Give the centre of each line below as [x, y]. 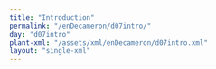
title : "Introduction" [52, 17]
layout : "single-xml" [50, 51]
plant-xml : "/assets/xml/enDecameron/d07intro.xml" [108, 43]
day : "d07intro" [40, 34]
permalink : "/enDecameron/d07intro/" [80, 26]
